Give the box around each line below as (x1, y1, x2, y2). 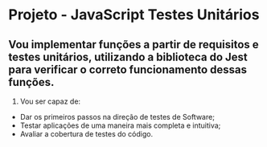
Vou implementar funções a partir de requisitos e (8, 38, 259, 51)
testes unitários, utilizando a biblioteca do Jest (8, 50, 248, 63)
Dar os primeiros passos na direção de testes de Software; (19, 112, 216, 121)
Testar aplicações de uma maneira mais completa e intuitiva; (19, 120, 221, 130)
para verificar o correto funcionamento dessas (8, 63, 248, 76)
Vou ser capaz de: (19, 96, 81, 106)
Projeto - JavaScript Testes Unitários (8, 6, 260, 24)
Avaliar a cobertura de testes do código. (19, 129, 154, 138)
